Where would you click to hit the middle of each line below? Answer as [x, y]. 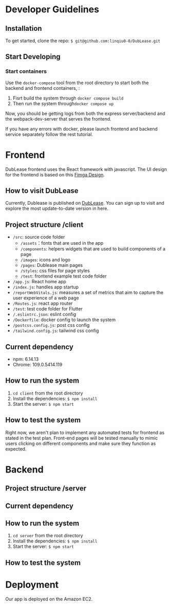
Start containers [26, 71]
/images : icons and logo [45, 260]
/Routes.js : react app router [43, 303]
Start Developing [33, 57]
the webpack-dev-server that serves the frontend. [58, 119]
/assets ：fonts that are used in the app [62, 243]
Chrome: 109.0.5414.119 [37, 365]
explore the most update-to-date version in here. [57, 208]
